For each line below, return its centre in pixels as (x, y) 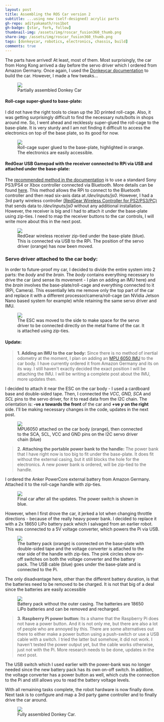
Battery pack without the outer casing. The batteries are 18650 (81, 603)
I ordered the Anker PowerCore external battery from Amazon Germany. (78, 479)
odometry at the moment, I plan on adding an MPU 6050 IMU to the (85, 358)
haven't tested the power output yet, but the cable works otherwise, (85, 644)
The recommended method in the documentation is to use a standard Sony (81, 180)
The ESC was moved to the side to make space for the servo (78, 320)
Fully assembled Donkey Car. (47, 714)
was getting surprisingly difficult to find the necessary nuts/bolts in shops (79, 117)
